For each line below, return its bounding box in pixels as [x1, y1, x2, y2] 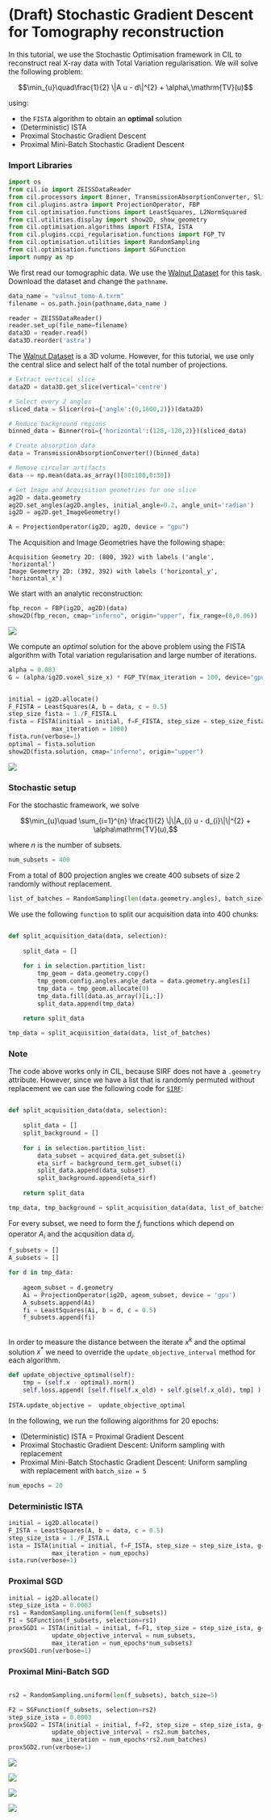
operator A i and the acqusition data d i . [8, 1228, 135, 1241]
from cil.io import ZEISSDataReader [8, 186, 131, 194]
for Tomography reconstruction [8, 23, 224, 41]
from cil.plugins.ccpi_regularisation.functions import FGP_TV [8, 230, 226, 239]
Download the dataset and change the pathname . [8, 276, 169, 286]
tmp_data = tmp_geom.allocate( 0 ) [37, 984, 150, 992]
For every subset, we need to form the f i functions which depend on [8, 1218, 235, 1230]
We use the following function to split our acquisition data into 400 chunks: [8, 909, 260, 919]
